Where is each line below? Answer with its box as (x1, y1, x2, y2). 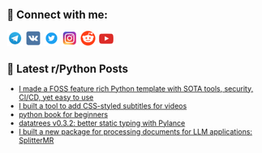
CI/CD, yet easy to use (18, 92, 94, 102)
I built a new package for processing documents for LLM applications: (18, 126, 252, 136)
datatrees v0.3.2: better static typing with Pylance (18, 118, 186, 128)
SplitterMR (18, 135, 54, 145)
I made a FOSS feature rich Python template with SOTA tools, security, (18, 83, 254, 93)
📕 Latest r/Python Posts (6, 62, 129, 76)
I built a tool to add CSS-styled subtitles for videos (18, 100, 187, 110)
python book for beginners (18, 109, 109, 119)
